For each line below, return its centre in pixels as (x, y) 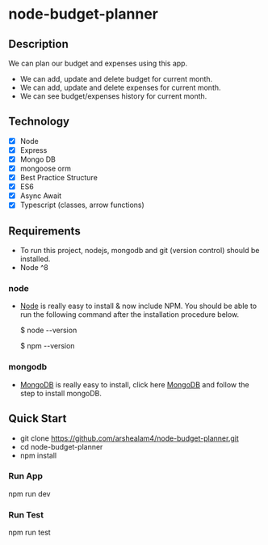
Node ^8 (34, 268)
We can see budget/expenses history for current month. (113, 96)
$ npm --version (47, 346)
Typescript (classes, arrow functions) (82, 205)
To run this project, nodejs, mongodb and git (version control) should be (140, 251)
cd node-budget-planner (61, 446)
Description (38, 44)
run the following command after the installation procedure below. (130, 315)
